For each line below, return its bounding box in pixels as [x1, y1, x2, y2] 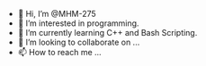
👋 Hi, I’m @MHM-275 [17, 9, 96, 19]
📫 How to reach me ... [17, 47, 102, 57]
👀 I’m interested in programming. [17, 18, 139, 29]
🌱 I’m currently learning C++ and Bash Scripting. [17, 28, 198, 37]
